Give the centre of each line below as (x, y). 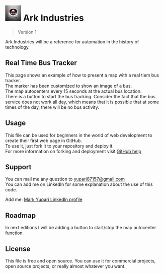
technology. (18, 47)
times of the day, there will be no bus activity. (52, 107)
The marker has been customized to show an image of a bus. (69, 86)
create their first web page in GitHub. (44, 141)
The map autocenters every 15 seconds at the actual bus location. (73, 91)
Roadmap (21, 215)
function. (15, 233)
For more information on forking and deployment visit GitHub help (73, 151)
